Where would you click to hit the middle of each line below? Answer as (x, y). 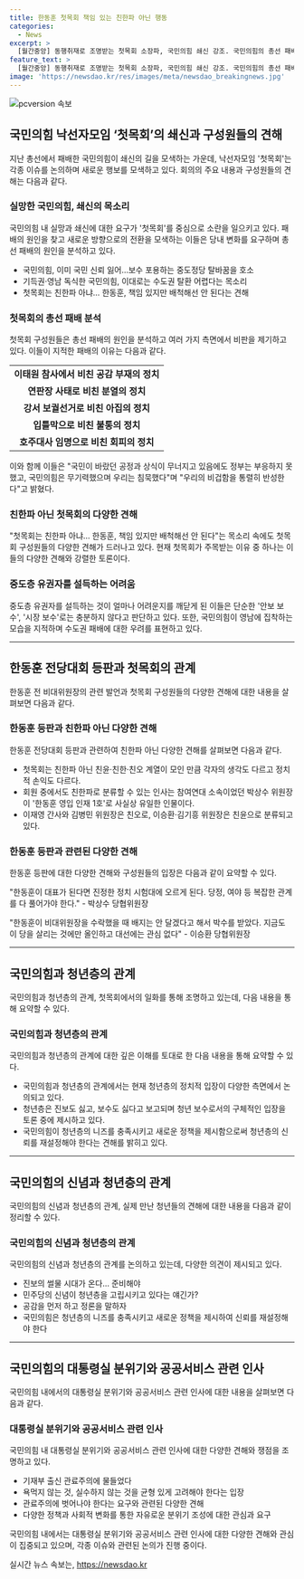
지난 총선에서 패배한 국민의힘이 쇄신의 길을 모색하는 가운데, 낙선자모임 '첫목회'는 (151, 158)
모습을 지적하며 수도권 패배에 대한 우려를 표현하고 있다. (106, 628)
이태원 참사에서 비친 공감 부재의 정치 (87, 375)
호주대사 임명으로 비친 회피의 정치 (87, 442)
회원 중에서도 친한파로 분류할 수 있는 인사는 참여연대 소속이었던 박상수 (146, 792)
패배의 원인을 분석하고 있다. (67, 251)
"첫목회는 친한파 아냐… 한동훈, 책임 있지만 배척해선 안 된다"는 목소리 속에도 (142, 536)
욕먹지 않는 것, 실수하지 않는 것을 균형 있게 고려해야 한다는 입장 (133, 1492)
